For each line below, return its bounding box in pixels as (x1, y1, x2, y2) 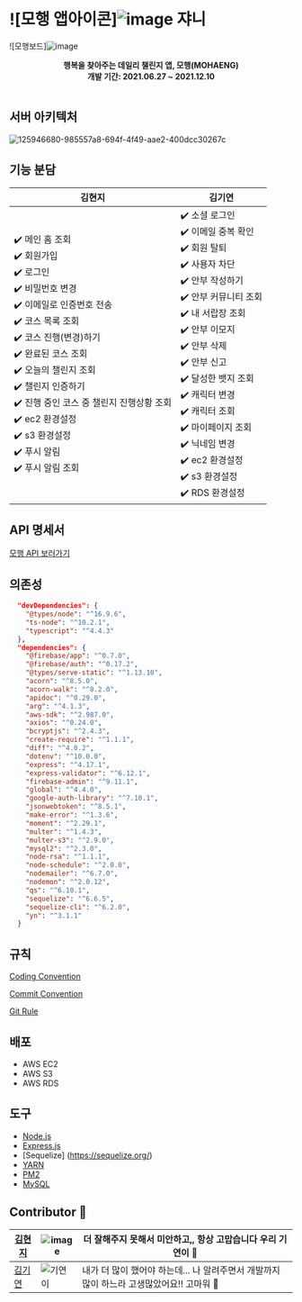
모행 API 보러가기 (9, 547, 70, 559)
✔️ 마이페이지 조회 (180, 420, 252, 433)
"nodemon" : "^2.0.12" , (25, 878, 111, 887)
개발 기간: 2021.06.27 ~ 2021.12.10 (86, 70, 216, 82)
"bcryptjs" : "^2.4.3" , (25, 727, 111, 736)
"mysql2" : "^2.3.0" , (25, 844, 102, 853)
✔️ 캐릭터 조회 (180, 404, 235, 417)
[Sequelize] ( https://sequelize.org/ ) (22, 1150, 153, 1161)
